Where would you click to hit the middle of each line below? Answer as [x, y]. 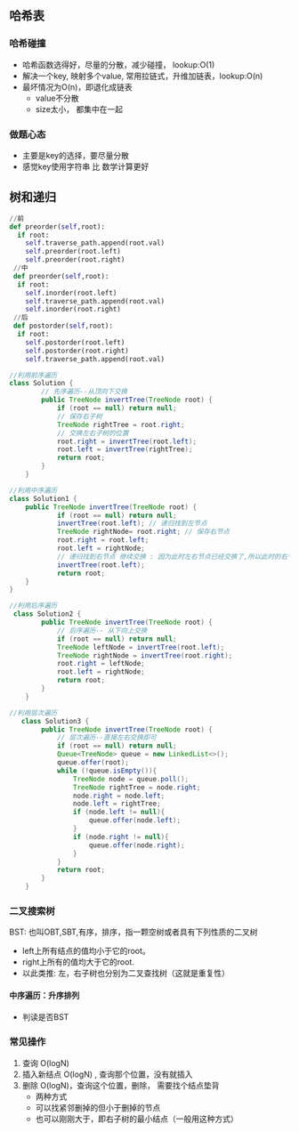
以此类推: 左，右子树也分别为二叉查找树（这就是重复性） [125, 974]
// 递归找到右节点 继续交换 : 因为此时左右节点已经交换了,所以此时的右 [172, 556]
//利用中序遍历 [33, 490]
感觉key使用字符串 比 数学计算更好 [85, 166]
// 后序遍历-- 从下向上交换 [102, 630]
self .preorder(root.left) [73, 252]
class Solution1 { [43, 498]
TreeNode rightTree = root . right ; [121, 424]
